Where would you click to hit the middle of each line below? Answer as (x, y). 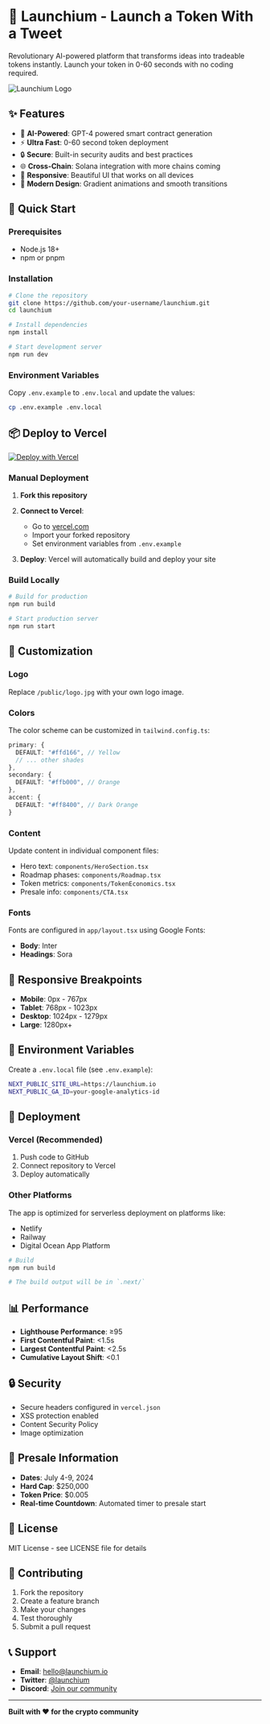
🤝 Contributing (46, 1573)
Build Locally (34, 581)
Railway (33, 1237)
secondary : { (30, 775)
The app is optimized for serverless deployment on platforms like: (117, 1213)
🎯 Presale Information (63, 1458)
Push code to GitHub (55, 1157)
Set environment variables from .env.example (107, 544)
